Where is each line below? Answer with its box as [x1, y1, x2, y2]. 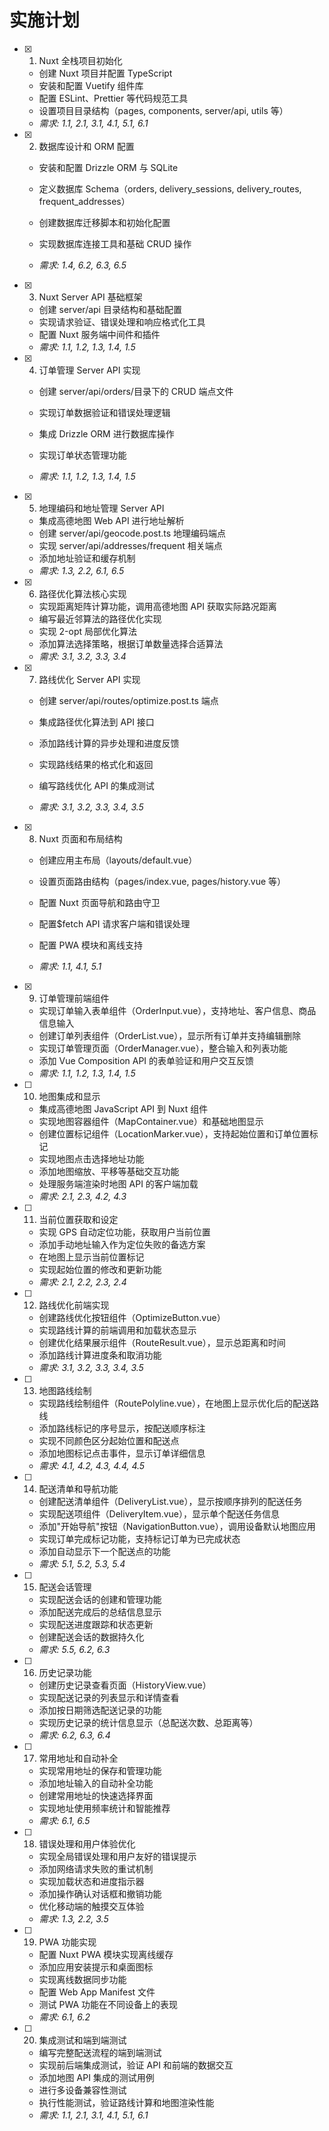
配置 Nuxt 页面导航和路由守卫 [38, 896, 161, 908]
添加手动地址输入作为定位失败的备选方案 [38, 1238, 206, 1250]
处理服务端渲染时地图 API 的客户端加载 [38, 1177, 199, 1190]
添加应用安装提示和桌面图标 [38, 1961, 154, 1973]
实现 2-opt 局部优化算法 [38, 625, 137, 637]
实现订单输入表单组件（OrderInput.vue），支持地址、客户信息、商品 [38, 1004, 317, 1016]
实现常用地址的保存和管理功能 [38, 1764, 162, 1776]
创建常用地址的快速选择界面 [38, 1789, 154, 1801]
